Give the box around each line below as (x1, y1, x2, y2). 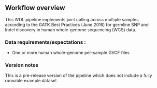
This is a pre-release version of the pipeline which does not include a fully (5, 73, 152, 78)
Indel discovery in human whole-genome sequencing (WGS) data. (5, 26, 137, 33)
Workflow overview (5, 4, 65, 12)
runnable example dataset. (5, 78, 58, 84)
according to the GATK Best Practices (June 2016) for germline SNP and (5, 22, 149, 27)
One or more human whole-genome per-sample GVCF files (12, 50, 129, 56)
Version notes (5, 62, 39, 69)
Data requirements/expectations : (5, 38, 86, 45)
